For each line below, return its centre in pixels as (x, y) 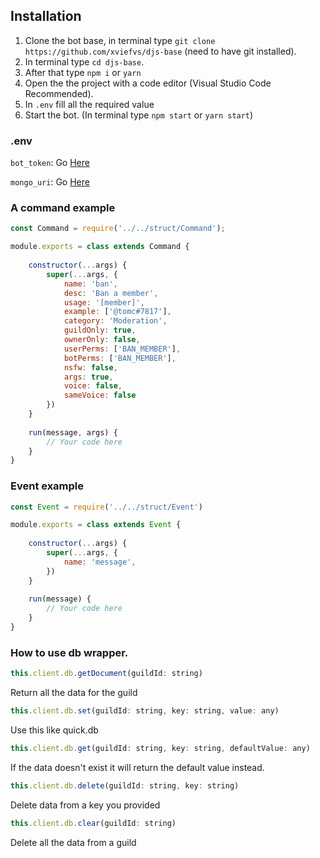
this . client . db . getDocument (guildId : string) (106, 674)
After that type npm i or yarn (83, 72)
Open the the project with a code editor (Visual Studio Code (148, 83)
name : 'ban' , (90, 284)
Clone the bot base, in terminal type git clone (120, 40)
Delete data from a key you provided (85, 805)
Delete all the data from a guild (73, 842)
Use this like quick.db (54, 730)
